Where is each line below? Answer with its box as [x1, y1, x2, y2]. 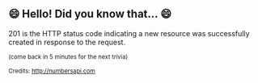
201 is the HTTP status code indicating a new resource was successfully [8, 28, 250, 38]
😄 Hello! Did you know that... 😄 [8, 7, 172, 21]
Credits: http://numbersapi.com [8, 67, 95, 75]
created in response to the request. [8, 37, 126, 47]
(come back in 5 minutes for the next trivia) [8, 52, 128, 60]
